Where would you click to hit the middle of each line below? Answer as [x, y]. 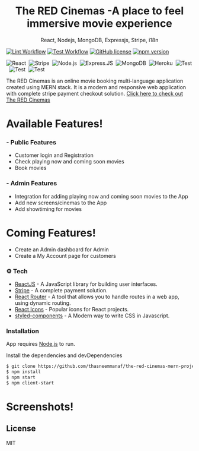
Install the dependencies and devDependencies [64, 355]
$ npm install [24, 372]
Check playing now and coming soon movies [69, 162]
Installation [23, 331]
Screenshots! [40, 407]
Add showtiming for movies [48, 209]
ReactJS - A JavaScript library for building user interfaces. [86, 284]
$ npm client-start [30, 383]
